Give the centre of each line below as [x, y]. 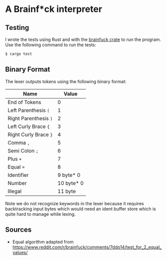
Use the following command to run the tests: [51, 45]
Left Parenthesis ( [29, 110]
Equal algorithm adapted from [43, 242]
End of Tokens [24, 102]
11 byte [67, 191]
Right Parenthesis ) [30, 118]
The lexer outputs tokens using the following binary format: [66, 81]
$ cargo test [19, 54]
